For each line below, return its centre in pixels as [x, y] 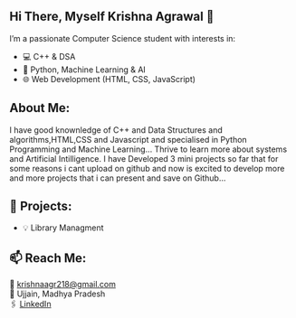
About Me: [40, 108]
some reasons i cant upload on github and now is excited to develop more [147, 168]
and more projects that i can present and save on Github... [118, 178]
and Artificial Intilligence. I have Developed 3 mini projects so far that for [144, 158]
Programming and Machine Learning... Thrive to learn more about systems [148, 149]
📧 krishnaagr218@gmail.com [62, 285]
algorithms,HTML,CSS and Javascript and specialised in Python [128, 139]
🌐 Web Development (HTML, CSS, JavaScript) [109, 79]
